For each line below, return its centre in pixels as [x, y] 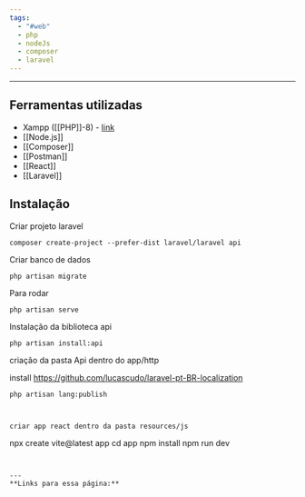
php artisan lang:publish [58, 394]
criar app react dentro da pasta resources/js [99, 426]
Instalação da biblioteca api [60, 326]
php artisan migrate [49, 276]
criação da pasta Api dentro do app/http [84, 360]
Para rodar [30, 293]
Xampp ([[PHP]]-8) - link [69, 127]
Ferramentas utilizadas [76, 105]
